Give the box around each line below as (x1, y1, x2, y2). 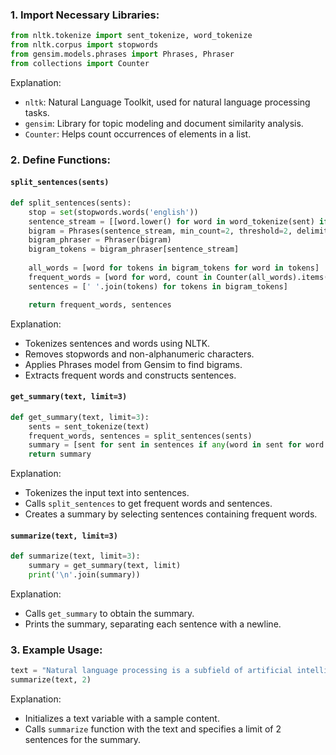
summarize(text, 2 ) (10, 675, 92, 685)
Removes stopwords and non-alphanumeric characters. (24, 348, 255, 360)
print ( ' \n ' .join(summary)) (28, 570, 141, 580)
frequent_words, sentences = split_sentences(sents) (28, 431, 253, 441)
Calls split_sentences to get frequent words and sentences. (24, 498, 273, 510)
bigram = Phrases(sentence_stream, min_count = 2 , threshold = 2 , (28, 226, 293, 236)
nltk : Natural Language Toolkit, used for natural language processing (24, 96, 311, 108)
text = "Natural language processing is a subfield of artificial (10, 666, 293, 676)
